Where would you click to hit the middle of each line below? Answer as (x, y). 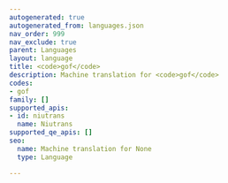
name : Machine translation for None (84, 149)
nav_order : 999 (37, 34)
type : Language (45, 157)
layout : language (41, 58)
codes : (21, 83)
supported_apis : (39, 108)
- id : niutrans (37, 116)
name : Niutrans (45, 125)
